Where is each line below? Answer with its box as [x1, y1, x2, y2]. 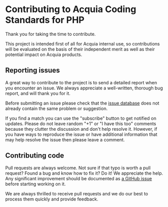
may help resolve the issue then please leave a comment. [5, 136, 125, 142]
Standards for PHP [5, 14, 85, 26]
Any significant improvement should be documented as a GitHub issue [5, 175, 152, 181]
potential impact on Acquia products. [5, 51, 82, 58]
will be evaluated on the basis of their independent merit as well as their [5, 46, 155, 52]
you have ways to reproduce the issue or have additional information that [5, 131, 158, 137]
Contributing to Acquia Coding [5, 4, 137, 15]
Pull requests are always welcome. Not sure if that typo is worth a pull [5, 165, 151, 171]
